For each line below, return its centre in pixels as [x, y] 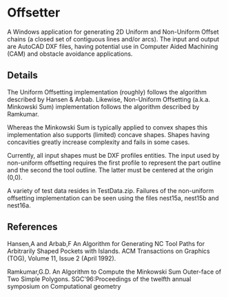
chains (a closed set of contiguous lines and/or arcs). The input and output [113, 39]
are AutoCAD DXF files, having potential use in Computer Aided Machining [113, 46]
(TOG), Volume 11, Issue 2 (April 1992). [62, 258]
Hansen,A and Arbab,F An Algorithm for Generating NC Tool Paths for [106, 243]
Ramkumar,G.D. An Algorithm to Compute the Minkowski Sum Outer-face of [114, 272]
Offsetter [34, 13]
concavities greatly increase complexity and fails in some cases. [99, 142]
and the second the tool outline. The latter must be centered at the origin [110, 170]
